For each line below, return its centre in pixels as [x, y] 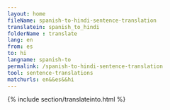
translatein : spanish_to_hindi [53, 27]
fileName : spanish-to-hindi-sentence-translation [82, 20]
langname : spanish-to [39, 60]
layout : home [27, 14]
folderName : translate [42, 33]
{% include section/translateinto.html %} [67, 99]
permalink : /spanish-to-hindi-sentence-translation [85, 66]
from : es [20, 47]
